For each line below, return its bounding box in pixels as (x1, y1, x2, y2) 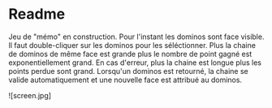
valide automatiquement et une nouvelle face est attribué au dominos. (8, 75, 242, 84)
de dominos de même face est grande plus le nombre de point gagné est (8, 49, 253, 58)
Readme (8, 5, 66, 24)
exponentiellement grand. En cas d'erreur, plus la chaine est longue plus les (8, 58, 262, 67)
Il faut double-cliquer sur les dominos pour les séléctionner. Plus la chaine (8, 40, 256, 50)
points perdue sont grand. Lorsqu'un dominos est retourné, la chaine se (8, 66, 249, 76)
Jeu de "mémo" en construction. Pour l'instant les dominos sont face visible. (8, 32, 265, 41)
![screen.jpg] (8, 90, 51, 100)
